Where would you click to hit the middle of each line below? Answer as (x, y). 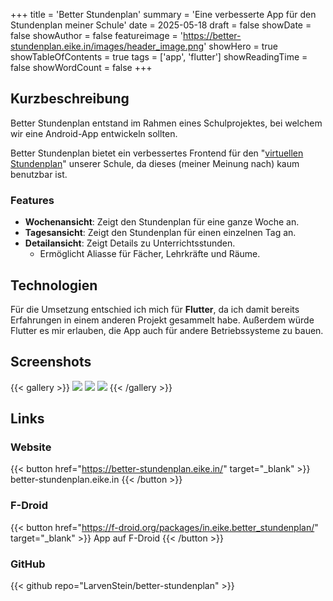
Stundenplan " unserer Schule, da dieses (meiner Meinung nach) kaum (155, 163)
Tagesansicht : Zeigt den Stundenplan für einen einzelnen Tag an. (160, 233)
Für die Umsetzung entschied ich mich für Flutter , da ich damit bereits (155, 309)
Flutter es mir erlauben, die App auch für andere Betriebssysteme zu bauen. (167, 330)
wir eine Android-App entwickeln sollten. (94, 133)
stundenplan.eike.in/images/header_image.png (107, 46)
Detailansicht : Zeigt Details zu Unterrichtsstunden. (130, 243)
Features (32, 200)
